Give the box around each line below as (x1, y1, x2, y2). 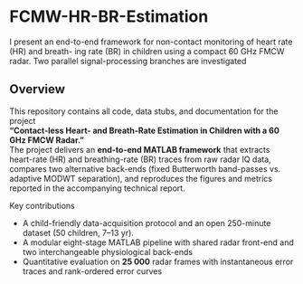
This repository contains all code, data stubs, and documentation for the (9, 106, 279, 117)
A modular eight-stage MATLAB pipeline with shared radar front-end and (22, 237, 294, 248)
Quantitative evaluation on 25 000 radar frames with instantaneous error (22, 256, 294, 267)
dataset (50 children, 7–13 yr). (22, 227, 134, 238)
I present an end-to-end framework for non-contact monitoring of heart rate (9, 36, 293, 47)
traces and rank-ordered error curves (22, 265, 163, 277)
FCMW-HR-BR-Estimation (9, 6, 209, 27)
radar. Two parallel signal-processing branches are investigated (9, 55, 247, 66)
